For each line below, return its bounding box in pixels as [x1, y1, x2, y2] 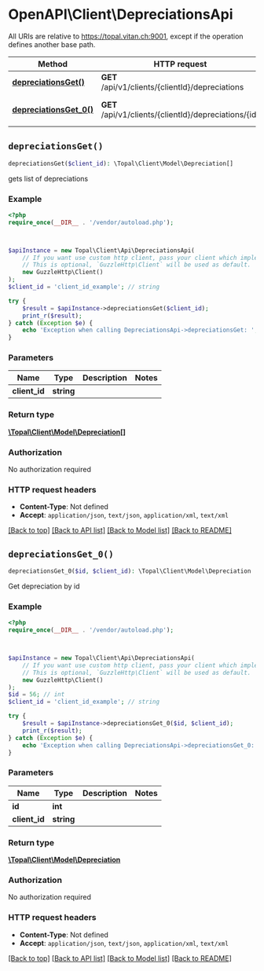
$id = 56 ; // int [8, 691, 65, 698]
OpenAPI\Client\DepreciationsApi [8, 5, 233, 24]
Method [38, 58, 68, 69]
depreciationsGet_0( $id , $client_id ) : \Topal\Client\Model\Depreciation [8, 567, 251, 575]
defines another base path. [8, 39, 96, 49]
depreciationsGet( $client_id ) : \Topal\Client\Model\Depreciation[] [8, 159, 234, 167]
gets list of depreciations [8, 174, 89, 183]
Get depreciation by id [8, 581, 80, 591]
